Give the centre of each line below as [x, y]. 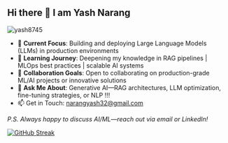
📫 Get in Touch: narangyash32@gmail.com [80, 103]
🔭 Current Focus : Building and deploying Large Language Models [112, 43]
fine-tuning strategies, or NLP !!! [64, 95]
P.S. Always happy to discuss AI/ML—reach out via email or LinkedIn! [108, 119]
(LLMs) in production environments [68, 50]
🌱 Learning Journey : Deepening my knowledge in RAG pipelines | [112, 58]
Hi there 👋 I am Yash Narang [69, 13]
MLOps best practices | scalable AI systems [80, 65]
